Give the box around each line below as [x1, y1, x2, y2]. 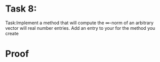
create [5, 30, 19, 36]
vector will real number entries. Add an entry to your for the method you [5, 25, 155, 31]
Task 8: [5, 3, 37, 15]
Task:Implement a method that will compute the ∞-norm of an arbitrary [5, 20, 154, 26]
